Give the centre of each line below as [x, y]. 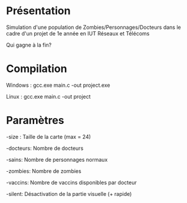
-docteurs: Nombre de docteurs [45, 148]
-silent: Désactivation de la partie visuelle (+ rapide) [69, 194]
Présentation [38, 11]
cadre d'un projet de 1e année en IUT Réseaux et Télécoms [78, 33]
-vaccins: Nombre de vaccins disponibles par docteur [71, 182]
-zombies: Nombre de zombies [44, 171]
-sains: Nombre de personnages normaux [57, 159]
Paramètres [35, 121]
